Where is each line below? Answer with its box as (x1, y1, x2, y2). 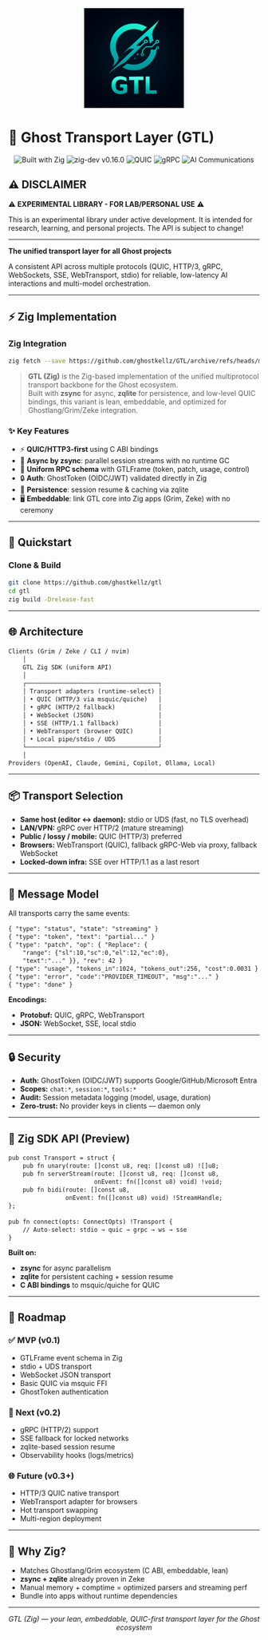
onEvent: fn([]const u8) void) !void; (93, 1178, 223, 1186)
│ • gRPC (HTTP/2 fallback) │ (22, 703, 162, 711)
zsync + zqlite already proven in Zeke (19, 1575, 145, 1584)
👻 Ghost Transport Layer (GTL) (8, 129, 215, 147)
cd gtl (8, 587, 30, 596)
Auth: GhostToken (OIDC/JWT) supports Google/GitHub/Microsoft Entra (19, 1076, 258, 1085)
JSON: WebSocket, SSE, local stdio (19, 1019, 137, 1028)
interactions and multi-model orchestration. (8, 279, 151, 288)
